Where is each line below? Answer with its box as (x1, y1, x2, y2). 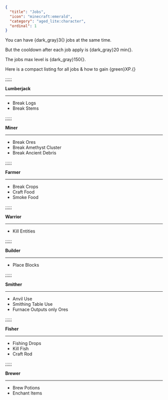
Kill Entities (12, 228, 35, 234)
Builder (5, 248, 21, 254)
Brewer (5, 370, 21, 376)
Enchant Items (12, 390, 42, 396)
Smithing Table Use (12, 301, 53, 307)
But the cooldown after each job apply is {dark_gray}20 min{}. (5, 47, 133, 53)
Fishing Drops (12, 340, 41, 346)
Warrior (5, 214, 21, 220)
